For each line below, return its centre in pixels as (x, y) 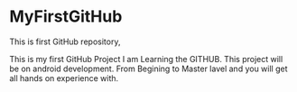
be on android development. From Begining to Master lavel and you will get (148, 69)
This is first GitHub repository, (65, 41)
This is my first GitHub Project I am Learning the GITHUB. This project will (146, 59)
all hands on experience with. (64, 78)
